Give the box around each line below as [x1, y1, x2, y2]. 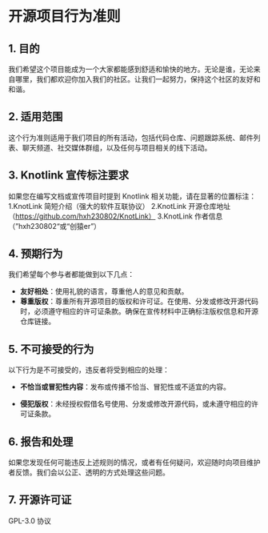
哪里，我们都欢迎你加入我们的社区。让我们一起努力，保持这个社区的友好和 [14, 74, 261, 84]
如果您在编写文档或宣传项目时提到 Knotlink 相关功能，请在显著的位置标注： [8, 191, 257, 201]
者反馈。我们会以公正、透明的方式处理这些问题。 [8, 467, 170, 477]
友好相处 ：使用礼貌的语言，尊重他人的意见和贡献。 [19, 287, 189, 296]
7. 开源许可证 [8, 493, 72, 507]
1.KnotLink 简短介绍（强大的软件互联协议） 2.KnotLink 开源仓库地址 [8, 201, 230, 210]
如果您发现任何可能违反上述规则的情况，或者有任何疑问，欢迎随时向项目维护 [8, 458, 261, 467]
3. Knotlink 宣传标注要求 [8, 169, 130, 182]
